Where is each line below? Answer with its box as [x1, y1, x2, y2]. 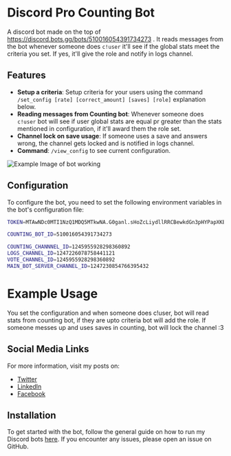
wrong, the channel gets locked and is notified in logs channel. [16, 139, 195, 147]
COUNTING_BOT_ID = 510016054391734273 [7, 231, 112, 238]
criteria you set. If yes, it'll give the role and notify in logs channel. [7, 50, 194, 58]
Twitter [16, 375, 38, 383]
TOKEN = [7, 218, 26, 225]
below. [16, 102, 36, 111]
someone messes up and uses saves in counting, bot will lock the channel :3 [7, 323, 224, 331]
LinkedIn [16, 382, 42, 391]
